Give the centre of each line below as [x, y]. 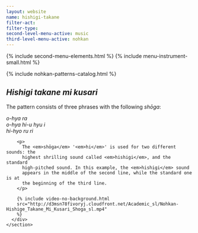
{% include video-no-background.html [63, 199]
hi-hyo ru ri [20, 130]
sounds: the [21, 152]
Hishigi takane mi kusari [52, 92]
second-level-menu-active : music [47, 34]
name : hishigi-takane [33, 17]
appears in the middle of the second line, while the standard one [107, 173]
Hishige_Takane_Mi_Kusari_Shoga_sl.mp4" [57, 209]
